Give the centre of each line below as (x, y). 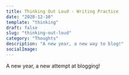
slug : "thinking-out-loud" (39, 33)
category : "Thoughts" (32, 38)
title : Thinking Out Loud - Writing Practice (62, 11)
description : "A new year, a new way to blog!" (65, 44)
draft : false (22, 28)
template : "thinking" (32, 22)
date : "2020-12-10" (30, 17)
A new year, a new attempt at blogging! (53, 66)
